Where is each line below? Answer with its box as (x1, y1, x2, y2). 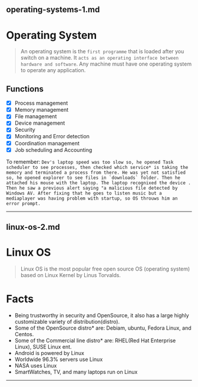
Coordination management (14, 139, 80, 147)
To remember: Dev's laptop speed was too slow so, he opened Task (6, 158, 174, 165)
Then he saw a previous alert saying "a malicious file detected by (6, 185, 178, 191)
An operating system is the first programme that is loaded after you (20, 48, 184, 55)
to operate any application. (20, 67, 86, 74)
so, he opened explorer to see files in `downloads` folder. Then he (6, 174, 181, 181)
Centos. (14, 330, 34, 337)
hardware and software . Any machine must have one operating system (20, 60, 192, 67)
